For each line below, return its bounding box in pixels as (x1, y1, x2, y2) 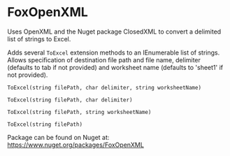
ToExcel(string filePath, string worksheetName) (7, 108, 152, 115)
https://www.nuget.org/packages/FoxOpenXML (7, 141, 145, 149)
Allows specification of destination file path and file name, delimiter (7, 55, 201, 64)
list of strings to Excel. (7, 34, 71, 43)
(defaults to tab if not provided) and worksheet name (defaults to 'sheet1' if (7, 63, 224, 71)
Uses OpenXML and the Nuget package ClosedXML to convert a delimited (7, 27, 222, 36)
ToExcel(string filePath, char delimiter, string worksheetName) (7, 84, 201, 91)
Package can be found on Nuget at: (7, 133, 110, 141)
